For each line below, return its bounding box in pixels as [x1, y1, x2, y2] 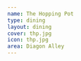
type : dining [7, 17, 46, 24]
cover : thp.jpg [7, 29, 52, 37]
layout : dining [7, 23, 52, 30]
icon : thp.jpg [7, 36, 49, 43]
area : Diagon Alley [7, 43, 65, 50]
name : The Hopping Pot [7, 10, 74, 18]
